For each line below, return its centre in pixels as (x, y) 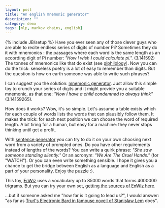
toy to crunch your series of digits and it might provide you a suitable (75, 89)
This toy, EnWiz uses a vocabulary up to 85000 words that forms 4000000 (81, 181)
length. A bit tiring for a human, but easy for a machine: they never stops (79, 125)
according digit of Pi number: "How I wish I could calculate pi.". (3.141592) (80, 58)
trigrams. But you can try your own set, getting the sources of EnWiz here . (81, 186)
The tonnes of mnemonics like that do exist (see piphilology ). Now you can (81, 63)
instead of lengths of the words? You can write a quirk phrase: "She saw (79, 150)
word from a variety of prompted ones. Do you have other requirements (78, 145)
